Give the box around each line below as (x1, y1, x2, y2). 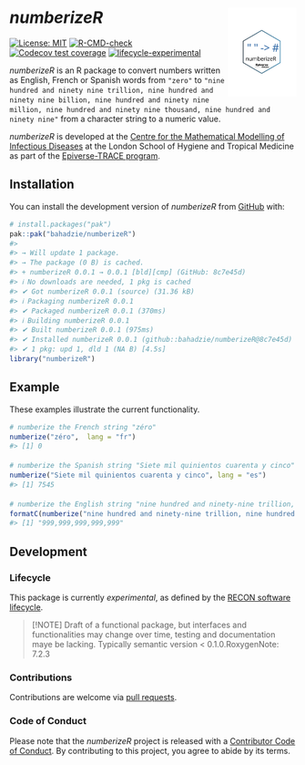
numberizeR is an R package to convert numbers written (9, 65, 221, 76)
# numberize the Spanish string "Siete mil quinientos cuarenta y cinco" (9, 461, 296, 470)
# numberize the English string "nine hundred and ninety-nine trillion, (9, 500, 296, 509)
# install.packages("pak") (9, 220, 112, 229)
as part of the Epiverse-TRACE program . (9, 150, 161, 161)
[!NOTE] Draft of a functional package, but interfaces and (31, 619, 248, 630)
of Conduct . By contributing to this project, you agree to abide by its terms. (9, 745, 291, 756)
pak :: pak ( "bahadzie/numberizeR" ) (9, 229, 137, 239)
